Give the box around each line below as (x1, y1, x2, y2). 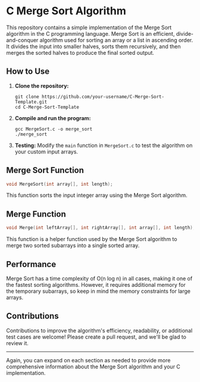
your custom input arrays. (14, 148, 79, 155)
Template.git (14, 99, 48, 105)
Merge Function (6, 209, 67, 219)
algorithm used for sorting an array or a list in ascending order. (39, 36, 193, 43)
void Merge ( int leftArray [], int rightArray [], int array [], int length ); (6, 225, 196, 231)
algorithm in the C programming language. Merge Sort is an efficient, (6, 30, 175, 37)
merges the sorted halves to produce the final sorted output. (6, 49, 155, 56)
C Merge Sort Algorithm (6, 4, 126, 18)
